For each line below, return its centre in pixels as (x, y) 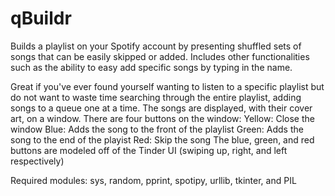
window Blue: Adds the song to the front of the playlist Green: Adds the (157, 129)
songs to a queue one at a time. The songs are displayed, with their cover (161, 108)
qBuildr (41, 18)
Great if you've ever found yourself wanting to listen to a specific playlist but (167, 86)
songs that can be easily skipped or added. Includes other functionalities (160, 56)
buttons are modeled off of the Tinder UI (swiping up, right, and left (149, 150)
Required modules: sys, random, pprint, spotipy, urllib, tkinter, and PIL (153, 180)
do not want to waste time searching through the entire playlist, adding (156, 97)
